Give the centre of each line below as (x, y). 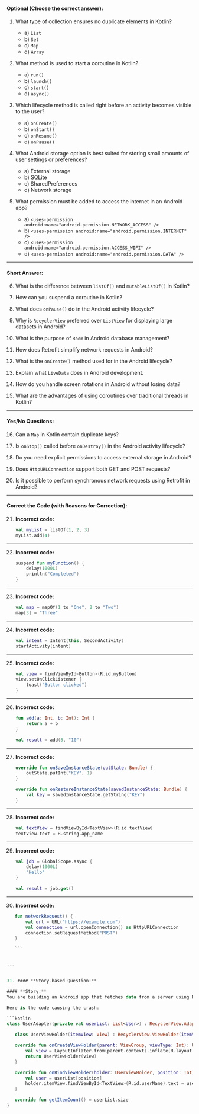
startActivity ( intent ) (43, 646)
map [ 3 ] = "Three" (37, 613)
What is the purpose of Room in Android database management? (92, 339)
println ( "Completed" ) (53, 574)
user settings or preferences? (51, 159)
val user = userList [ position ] (63, 1078)
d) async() (37, 94)
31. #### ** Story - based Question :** (52, 981)
